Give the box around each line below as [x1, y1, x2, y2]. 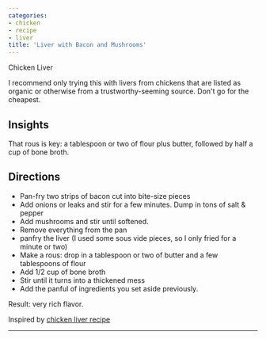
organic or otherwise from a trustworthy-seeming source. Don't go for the [8, 86, 249, 96]
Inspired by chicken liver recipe [8, 314, 111, 324]
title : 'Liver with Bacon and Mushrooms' [8, 41, 147, 49]
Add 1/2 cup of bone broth [19, 267, 106, 276]
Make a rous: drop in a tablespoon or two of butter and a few [19, 250, 218, 260]
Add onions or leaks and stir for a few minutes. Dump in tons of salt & [19, 200, 246, 209]
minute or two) [19, 242, 68, 251]
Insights [8, 118, 50, 131]
